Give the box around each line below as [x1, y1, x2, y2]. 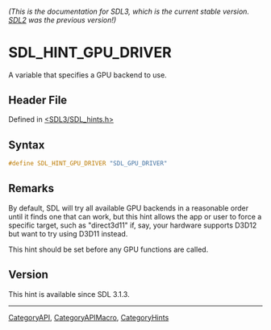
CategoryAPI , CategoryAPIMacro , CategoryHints [8, 312, 169, 322]
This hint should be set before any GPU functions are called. [8, 244, 209, 254]
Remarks [8, 182, 55, 195]
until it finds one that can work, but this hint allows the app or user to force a [8, 211, 262, 221]
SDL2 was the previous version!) [8, 15, 117, 24]
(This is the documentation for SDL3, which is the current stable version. [8, 6, 250, 16]
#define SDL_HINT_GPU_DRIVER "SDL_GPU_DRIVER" [8, 160, 168, 168]
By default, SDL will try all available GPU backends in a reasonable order [8, 203, 248, 213]
